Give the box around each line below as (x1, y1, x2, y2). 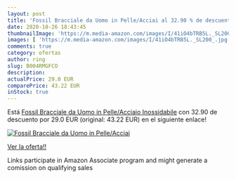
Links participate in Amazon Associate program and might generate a (7, 156, 208, 165)
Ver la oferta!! (7, 142, 47, 151)
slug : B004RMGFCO (7, 62, 58, 69)
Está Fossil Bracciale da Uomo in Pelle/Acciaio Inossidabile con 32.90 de (7, 108, 218, 117)
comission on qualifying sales (7, 164, 93, 172)
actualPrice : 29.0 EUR (7, 75, 74, 83)
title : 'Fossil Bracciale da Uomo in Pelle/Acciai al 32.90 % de (7, 17, 202, 24)
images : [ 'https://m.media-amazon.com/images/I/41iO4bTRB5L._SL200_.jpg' (7, 37, 231, 44)
